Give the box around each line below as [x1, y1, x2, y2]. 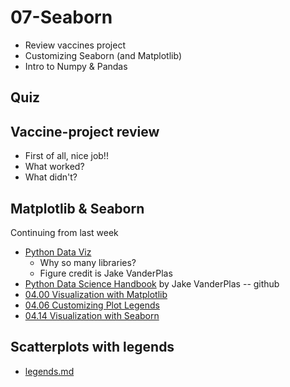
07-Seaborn [10, 6, 113, 29]
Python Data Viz [24, 246, 92, 258]
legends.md [24, 365, 75, 377]
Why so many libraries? [39, 256, 137, 268]
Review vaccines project [24, 39, 126, 51]
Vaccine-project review [10, 123, 160, 140]
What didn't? [24, 171, 78, 183]
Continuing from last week [10, 226, 119, 238]
